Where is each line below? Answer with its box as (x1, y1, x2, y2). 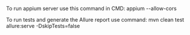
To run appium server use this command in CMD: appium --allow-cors (6, 5, 177, 12)
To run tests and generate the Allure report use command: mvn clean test (6, 16, 185, 23)
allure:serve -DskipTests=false (6, 23, 80, 29)
